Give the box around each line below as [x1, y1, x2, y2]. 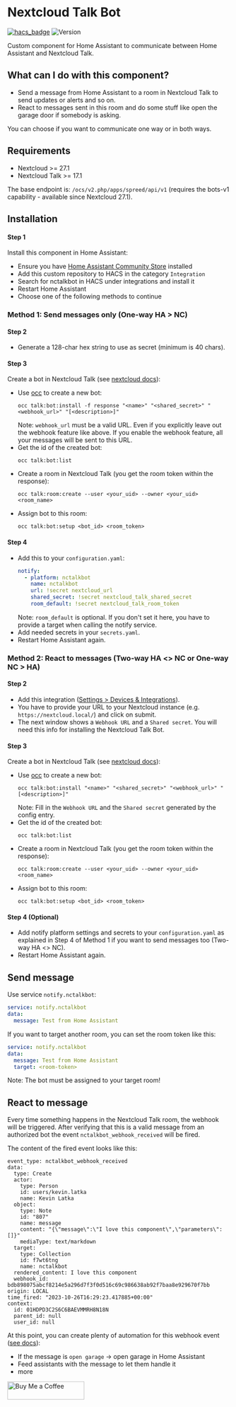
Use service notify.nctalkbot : [7, 990, 97, 999]
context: [7, 1300, 33, 1307]
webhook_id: [13, 1275, 49, 1282]
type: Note [20, 1208, 52, 1215]
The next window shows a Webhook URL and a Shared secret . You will [17, 718, 218, 726]
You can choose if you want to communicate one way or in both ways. [7, 125, 212, 133]
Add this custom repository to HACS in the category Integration [17, 270, 206, 278]
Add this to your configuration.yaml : [17, 553, 125, 562]
